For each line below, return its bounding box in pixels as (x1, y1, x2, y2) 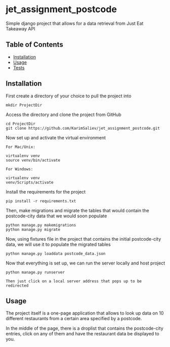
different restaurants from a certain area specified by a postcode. (6, 316, 142, 322)
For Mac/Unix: (6, 144, 36, 149)
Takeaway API (6, 25, 35, 31)
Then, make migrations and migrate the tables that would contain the (6, 207, 149, 213)
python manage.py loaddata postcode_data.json (6, 251, 106, 256)
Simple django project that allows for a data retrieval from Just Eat (6, 20, 144, 26)
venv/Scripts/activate (6, 180, 54, 185)
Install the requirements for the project (6, 188, 86, 195)
